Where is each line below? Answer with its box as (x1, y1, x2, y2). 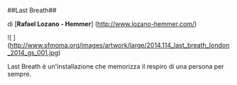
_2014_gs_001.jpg (7, 49, 59, 57)
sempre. (7, 70, 32, 78)
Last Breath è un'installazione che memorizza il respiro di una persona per (7, 62, 225, 70)
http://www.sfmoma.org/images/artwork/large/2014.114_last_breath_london (9, 41, 230, 49)
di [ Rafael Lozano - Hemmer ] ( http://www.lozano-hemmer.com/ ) (7, 20, 197, 28)
